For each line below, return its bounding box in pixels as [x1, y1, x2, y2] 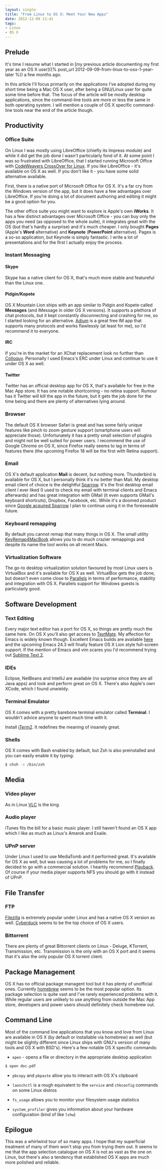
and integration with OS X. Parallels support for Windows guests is [5, 581, 140, 586]
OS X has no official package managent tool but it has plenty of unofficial [5, 981, 153, 986]
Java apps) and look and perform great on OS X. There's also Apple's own [5, 681, 155, 687]
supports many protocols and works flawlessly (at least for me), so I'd [5, 322, 146, 329]
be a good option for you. [5, 198, 56, 204]
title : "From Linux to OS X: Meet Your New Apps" [5, 12, 109, 17]
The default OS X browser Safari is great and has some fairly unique [5, 422, 143, 427]
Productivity [5, 121, 44, 130]
